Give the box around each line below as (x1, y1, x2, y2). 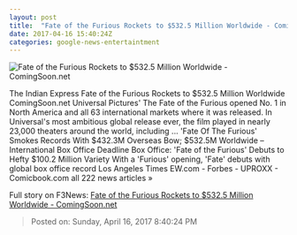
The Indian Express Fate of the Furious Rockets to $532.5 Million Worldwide (9, 88, 286, 99)
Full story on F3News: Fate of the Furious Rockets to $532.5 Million (9, 190, 254, 201)
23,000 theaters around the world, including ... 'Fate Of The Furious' (9, 125, 258, 137)
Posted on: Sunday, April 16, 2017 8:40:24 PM (30, 216, 197, 227)
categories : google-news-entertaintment (9, 37, 161, 47)
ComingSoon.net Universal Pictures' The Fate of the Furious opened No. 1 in (9, 98, 287, 109)
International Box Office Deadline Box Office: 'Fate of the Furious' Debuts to (9, 145, 285, 155)
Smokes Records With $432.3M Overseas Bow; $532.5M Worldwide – (9, 135, 265, 146)
